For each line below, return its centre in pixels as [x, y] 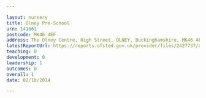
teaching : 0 [21, 52]
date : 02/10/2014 [29, 80]
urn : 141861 [21, 29]
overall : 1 [20, 74]
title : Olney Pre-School [38, 23]
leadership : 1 [25, 63]
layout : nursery [27, 17]
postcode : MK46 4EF [31, 34]
